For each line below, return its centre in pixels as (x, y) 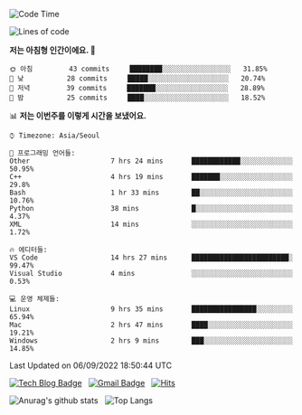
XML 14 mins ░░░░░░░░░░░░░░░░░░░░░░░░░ (151, 224)
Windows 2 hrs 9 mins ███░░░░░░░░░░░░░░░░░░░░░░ (151, 341)
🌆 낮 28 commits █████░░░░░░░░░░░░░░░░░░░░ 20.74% (137, 79)
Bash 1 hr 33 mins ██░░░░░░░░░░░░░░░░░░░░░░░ (151, 193)
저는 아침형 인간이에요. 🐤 (53, 50)
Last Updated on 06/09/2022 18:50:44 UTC (91, 365)
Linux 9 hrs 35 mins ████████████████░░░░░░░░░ (151, 309)
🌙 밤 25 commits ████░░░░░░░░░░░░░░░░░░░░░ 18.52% (137, 98)
